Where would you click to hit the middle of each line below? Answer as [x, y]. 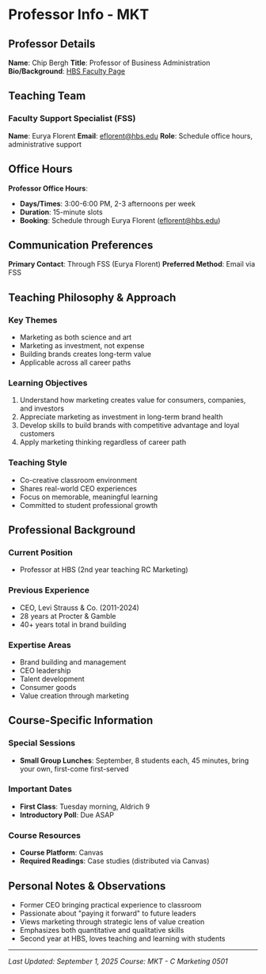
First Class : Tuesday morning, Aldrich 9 [85, 806]
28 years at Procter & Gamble [68, 616]
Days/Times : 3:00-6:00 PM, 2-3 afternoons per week [108, 203]
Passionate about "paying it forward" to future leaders [108, 913]
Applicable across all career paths [75, 362]
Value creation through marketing [74, 695]
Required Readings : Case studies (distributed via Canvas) [114, 861]
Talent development [52, 679]
